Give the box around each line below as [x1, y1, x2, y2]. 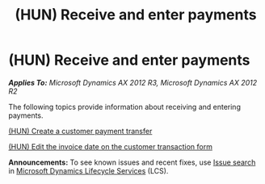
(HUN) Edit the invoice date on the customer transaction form [8, 141, 212, 151]
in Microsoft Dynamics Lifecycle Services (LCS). [8, 165, 169, 175]
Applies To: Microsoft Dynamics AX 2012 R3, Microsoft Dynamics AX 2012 [8, 77, 258, 87]
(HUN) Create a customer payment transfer [8, 126, 153, 136]
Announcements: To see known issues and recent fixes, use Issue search [8, 157, 256, 167]
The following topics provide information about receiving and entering [8, 102, 241, 111]
